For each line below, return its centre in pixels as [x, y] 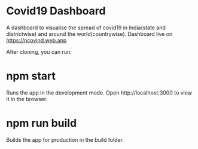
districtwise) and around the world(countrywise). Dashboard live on [89, 34]
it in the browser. [27, 99]
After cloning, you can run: [39, 51]
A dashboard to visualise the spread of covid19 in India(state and [86, 28]
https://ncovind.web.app [36, 40]
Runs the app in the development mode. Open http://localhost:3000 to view [99, 92]
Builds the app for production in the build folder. [65, 139]
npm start [31, 76]
